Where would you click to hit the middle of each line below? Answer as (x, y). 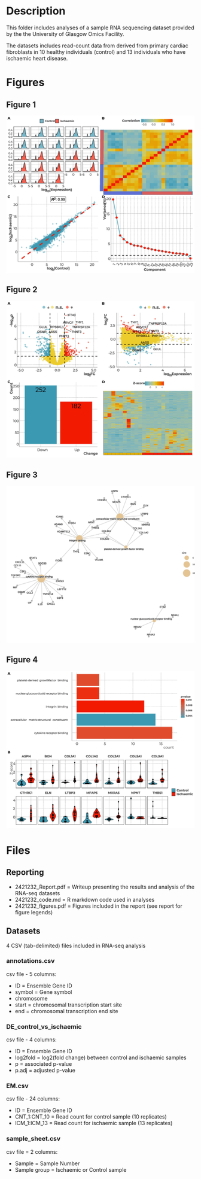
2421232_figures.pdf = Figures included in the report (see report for (98, 906)
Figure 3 (22, 475)
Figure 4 (22, 660)
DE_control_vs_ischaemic (44, 1026)
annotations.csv (31, 961)
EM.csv (17, 1086)
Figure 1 (21, 104)
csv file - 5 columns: (31, 974)
